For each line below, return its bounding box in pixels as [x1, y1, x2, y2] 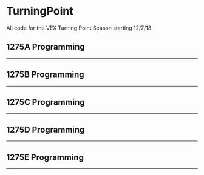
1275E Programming [6, 152, 84, 162]
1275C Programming [6, 97, 85, 107]
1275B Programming [6, 70, 84, 80]
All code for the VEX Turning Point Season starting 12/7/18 [6, 24, 152, 31]
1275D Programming [6, 124, 85, 134]
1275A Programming [6, 42, 85, 52]
